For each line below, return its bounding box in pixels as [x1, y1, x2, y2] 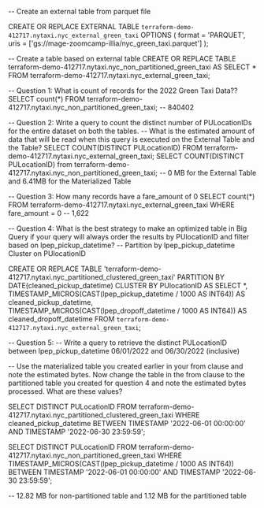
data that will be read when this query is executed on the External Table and [8, 135, 255, 144]
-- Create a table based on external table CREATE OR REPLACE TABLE [8, 54, 236, 63]
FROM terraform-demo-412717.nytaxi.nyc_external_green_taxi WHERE [8, 200, 235, 210]
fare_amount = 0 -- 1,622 [8, 209, 89, 217]
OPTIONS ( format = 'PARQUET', [140, 31, 246, 39]
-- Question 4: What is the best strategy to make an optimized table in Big [8, 224, 247, 233]
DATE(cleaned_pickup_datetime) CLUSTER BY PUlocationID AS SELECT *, [8, 281, 248, 290]
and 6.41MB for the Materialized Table [8, 176, 132, 186]
